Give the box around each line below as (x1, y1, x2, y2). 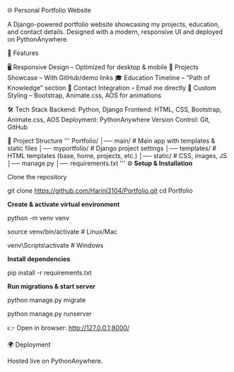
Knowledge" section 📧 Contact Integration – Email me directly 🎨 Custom (7, 84, 217, 92)
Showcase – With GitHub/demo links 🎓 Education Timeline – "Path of (7, 73, 211, 82)
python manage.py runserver (7, 310, 92, 318)
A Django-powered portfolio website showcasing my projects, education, (7, 20, 221, 28)
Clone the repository (7, 173, 67, 181)
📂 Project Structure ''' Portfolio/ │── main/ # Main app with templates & (7, 137, 216, 145)
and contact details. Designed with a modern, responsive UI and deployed (7, 28, 223, 36)
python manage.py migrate (7, 296, 86, 304)
